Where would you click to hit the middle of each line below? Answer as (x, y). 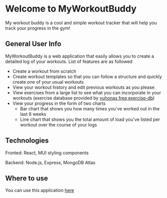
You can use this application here (40, 190)
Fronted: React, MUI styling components (47, 153)
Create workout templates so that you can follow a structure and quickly (87, 77)
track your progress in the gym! (38, 28)
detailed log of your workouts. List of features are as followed (69, 61)
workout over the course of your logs (58, 124)
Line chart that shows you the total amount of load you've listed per (90, 119)
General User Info (33, 44)
